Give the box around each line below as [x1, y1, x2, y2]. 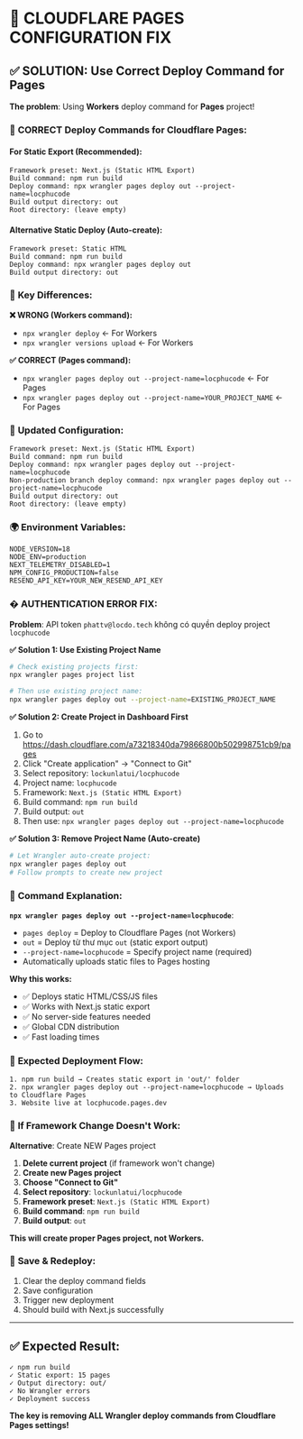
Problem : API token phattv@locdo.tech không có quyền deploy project [9, 619, 271, 629]
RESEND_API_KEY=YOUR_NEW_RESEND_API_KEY [9, 576, 164, 585]
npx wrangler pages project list [9, 671, 135, 680]
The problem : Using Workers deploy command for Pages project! [9, 101, 255, 112]
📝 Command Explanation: [9, 889, 123, 902]
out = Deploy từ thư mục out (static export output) [22, 937, 209, 948]
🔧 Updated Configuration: [9, 424, 124, 436]
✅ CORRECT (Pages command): [9, 354, 132, 365]
